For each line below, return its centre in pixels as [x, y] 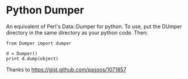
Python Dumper [45, 10]
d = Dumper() [22, 53]
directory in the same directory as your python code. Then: [77, 32]
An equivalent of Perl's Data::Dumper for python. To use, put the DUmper [94, 26]
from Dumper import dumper [39, 43]
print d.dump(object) [32, 59]
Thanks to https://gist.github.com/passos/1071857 [66, 69]
